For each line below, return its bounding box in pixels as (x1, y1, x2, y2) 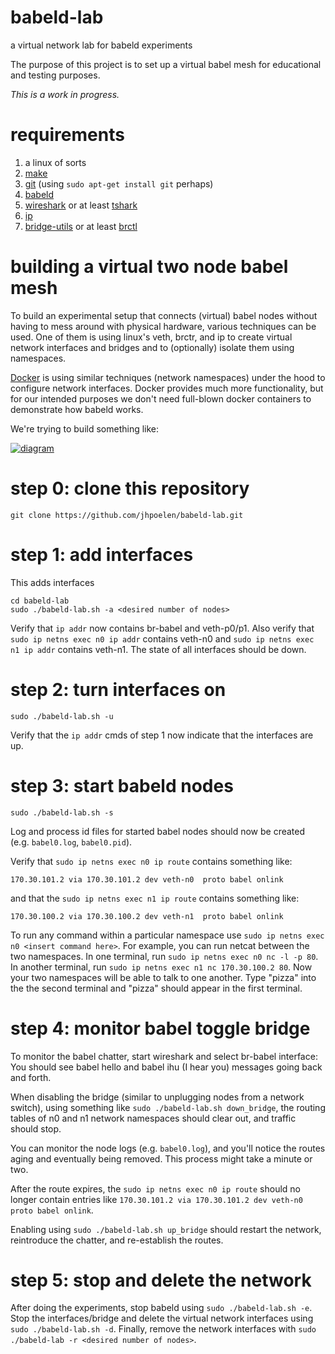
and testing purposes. (10, 69, 101, 81)
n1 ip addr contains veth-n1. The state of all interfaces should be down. (10, 643, 307, 655)
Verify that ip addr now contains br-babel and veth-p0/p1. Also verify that (10, 622, 315, 634)
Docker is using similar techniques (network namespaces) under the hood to (10, 371, 326, 383)
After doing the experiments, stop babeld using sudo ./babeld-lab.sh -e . (10, 1302, 313, 1314)
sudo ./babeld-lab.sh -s (10, 807, 114, 818)
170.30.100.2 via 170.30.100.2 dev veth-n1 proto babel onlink (10, 911, 284, 921)
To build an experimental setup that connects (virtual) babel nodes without (10, 309, 318, 321)
